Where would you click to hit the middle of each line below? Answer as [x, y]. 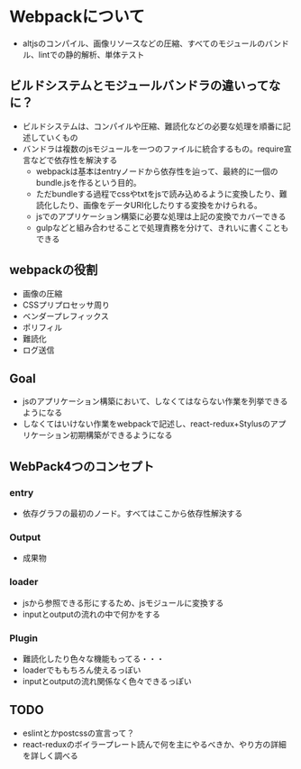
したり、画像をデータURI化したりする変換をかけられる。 [157, 205]
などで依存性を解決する [74, 160]
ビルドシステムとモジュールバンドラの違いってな [145, 86]
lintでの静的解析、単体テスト [91, 54]
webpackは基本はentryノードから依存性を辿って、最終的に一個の [157, 171]
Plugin [24, 637]
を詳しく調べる [50, 755]
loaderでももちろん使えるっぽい [82, 670]
